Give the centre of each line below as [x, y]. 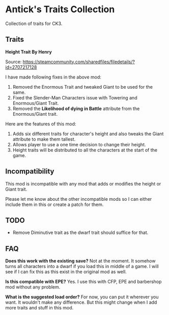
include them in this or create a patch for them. [54, 204]
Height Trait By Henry [29, 51]
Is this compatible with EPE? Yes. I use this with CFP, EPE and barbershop [83, 282]
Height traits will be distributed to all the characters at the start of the [85, 150]
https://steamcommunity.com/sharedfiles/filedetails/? [79, 62]
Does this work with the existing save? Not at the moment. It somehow [80, 261]
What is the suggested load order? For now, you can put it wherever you [82, 297]
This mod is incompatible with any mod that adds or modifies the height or [83, 183]
